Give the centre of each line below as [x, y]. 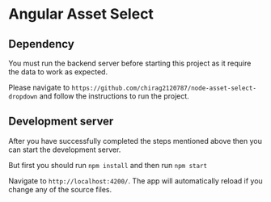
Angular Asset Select [81, 14]
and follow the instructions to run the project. [114, 96]
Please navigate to [39, 87]
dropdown [23, 97]
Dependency [41, 44]
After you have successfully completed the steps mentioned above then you [135, 141]
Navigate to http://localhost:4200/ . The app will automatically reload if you [135, 181]
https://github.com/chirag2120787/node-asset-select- [164, 88]
